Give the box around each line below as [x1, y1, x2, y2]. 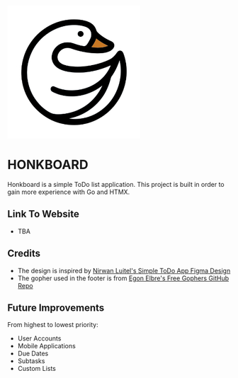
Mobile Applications [17, 342, 76, 350]
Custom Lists [17, 365, 57, 373]
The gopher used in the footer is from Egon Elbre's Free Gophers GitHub [17, 274, 229, 282]
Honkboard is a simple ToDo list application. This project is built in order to [7, 180, 225, 188]
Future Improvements [7, 302, 105, 314]
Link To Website [7, 208, 79, 220]
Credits [7, 248, 41, 260]
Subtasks [17, 357, 45, 365]
